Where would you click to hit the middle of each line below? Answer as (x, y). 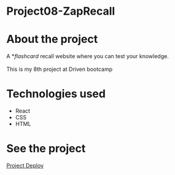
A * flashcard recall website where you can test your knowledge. (87, 56)
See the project (46, 149)
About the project (52, 39)
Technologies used (56, 94)
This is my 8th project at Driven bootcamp (60, 69)
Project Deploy (25, 166)
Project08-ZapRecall (61, 11)
